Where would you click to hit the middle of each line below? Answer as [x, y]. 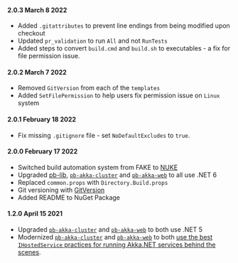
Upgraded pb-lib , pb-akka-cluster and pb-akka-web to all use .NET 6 [117, 175]
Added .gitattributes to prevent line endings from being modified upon [124, 26]
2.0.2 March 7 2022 [37, 72]
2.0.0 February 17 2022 [43, 151]
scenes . [29, 252]
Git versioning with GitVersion [61, 190]
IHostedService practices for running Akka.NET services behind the [117, 245]
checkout [31, 33]
